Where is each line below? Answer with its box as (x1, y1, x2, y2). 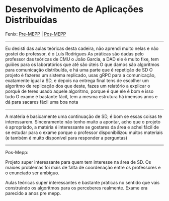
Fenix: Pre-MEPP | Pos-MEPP (5, 31, 66, 37)
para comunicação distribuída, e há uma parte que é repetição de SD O (5, 66, 153, 73)
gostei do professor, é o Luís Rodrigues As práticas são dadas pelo (5, 50, 144, 56)
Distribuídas (5, 14, 58, 26)
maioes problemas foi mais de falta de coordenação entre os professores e (5, 164, 161, 170)
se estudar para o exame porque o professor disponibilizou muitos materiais (5, 129, 163, 136)
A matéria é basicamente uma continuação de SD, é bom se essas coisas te (5, 113, 162, 119)
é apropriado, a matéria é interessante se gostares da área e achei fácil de (5, 124, 159, 130)
